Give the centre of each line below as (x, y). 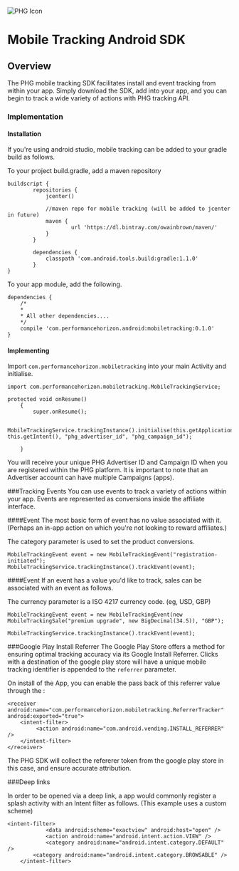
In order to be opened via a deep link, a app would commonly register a (112, 796)
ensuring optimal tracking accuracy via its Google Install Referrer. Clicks (113, 654)
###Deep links (29, 782)
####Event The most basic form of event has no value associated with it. (115, 521)
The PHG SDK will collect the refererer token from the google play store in (116, 761)
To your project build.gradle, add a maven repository (84, 171)
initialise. (20, 374)
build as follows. (31, 157)
